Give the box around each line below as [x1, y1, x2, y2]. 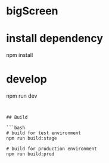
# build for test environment [6, 130, 82, 136]
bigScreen [6, 4, 58, 18]
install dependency [6, 32, 103, 46]
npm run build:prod [6, 151, 55, 157]
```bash [6, 125, 26, 131]
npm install [6, 52, 33, 59]
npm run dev [6, 92, 38, 99]
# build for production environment [6, 146, 97, 152]
